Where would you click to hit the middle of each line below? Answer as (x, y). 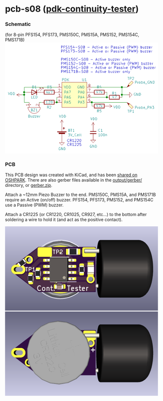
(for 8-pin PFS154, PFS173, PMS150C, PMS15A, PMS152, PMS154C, (72, 35)
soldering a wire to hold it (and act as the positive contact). (64, 219)
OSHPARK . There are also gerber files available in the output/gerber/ (73, 180)
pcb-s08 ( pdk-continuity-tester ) (72, 9)
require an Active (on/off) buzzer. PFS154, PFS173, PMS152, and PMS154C (79, 200)
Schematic (18, 24)
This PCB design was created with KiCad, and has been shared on (71, 175)
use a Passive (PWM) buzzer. (34, 205)
